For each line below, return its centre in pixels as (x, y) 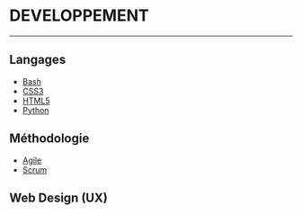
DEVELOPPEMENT (80, 16)
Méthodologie (49, 139)
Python (36, 110)
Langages (38, 60)
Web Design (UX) (58, 197)
